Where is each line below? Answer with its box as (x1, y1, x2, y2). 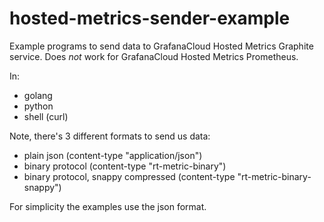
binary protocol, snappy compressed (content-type (23, 170, 236, 182)
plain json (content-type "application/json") (23, 149, 203, 161)
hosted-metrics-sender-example (9, 7, 291, 30)
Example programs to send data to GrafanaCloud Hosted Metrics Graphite (9, 40, 314, 52)
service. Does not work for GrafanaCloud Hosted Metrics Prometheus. (9, 50, 299, 62)
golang (23, 89, 53, 101)
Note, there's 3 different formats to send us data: (9, 130, 211, 142)
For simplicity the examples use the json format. (9, 200, 207, 212)
